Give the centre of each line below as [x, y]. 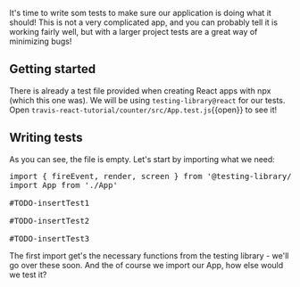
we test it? [28, 275]
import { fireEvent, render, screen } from [106, 176]
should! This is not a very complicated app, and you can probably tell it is [144, 22]
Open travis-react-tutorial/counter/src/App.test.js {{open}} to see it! [143, 110]
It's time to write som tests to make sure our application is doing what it [141, 13]
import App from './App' [63, 185]
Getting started [53, 69]
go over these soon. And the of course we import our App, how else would [146, 265]
